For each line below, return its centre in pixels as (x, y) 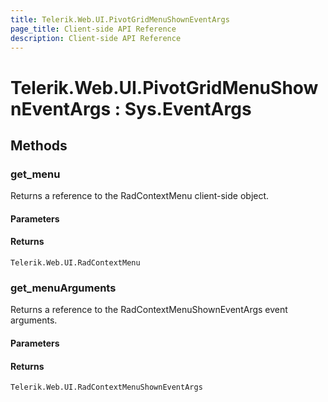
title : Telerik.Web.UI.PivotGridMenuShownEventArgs (120, 19)
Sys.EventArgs (188, 108)
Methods (39, 145)
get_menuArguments (63, 288)
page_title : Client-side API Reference (93, 29)
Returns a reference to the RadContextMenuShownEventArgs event (149, 310)
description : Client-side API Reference (96, 38)
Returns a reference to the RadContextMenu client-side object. (140, 196)
